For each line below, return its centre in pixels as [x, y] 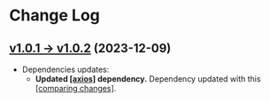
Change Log [54, 16]
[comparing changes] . [76, 88]
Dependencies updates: [66, 69]
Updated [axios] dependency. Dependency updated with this [148, 79]
